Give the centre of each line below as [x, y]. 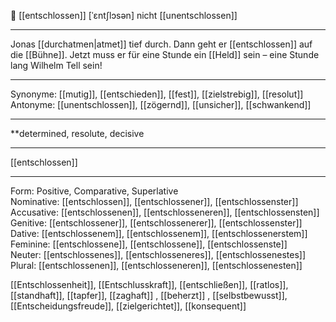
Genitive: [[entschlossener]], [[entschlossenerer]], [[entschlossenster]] [156, 223]
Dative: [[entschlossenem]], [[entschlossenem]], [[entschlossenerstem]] [159, 233]
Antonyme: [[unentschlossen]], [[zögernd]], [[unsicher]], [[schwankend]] [161, 104]
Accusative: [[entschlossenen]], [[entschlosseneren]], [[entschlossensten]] [165, 212]
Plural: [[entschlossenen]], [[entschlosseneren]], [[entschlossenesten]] [156, 265]
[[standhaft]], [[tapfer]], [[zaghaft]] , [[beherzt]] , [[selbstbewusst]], [149, 295]
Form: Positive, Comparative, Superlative [94, 191]
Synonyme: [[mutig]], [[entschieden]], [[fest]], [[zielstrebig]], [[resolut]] [157, 94]
